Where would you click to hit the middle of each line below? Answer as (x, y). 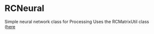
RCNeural (24, 8)
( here (10, 26)
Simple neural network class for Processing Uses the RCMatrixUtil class (77, 22)
